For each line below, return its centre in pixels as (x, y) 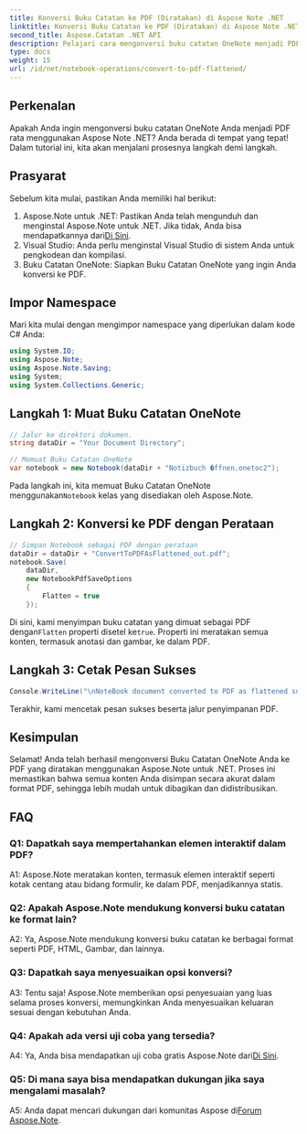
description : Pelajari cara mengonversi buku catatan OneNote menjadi (147, 43)
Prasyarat (38, 176)
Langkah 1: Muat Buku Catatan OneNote (125, 413)
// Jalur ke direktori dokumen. (71, 435)
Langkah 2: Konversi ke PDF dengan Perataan (142, 524)
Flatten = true (71, 596)
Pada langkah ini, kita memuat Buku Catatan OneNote (111, 486)
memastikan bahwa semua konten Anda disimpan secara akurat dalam (143, 779)
